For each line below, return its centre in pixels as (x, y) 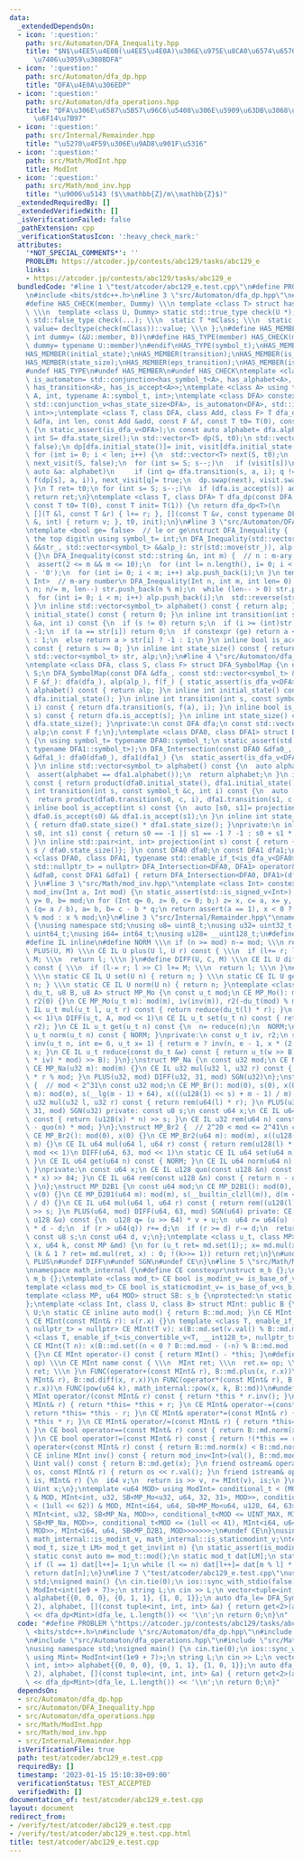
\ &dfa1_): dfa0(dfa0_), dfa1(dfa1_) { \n (104, 757)
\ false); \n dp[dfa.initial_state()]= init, (110, 447)
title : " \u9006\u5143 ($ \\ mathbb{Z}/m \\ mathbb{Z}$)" (127, 194)
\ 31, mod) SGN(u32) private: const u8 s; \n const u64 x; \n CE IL (153, 1110)
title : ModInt (52, 169)
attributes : (40, 245)
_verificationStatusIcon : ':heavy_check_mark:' (109, 236)
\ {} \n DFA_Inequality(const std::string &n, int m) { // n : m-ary (159, 556)
